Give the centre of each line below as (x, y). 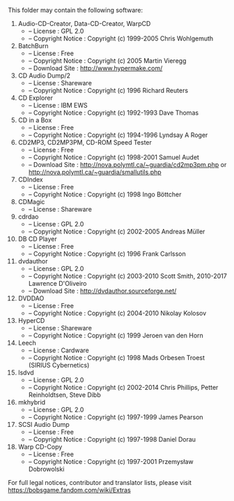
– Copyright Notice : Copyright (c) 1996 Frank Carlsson (107, 254)
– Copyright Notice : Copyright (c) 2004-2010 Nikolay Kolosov (117, 313)
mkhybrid (32, 402)
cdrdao (28, 217)
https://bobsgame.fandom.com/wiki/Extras (69, 490)
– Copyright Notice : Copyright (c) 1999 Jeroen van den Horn (116, 335)
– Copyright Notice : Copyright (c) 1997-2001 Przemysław (111, 462)
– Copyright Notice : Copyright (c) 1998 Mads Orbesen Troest (116, 358)
